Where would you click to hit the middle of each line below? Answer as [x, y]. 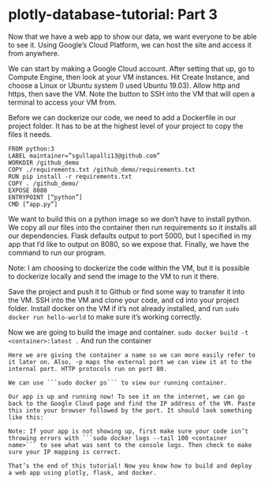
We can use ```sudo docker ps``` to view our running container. [118, 383]
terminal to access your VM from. [62, 102]
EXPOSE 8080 [28, 190]
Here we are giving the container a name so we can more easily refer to [132, 355]
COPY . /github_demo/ [44, 184]
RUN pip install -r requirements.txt [70, 176]
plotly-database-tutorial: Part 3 [113, 15]
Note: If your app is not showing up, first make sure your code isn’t [128, 431]
